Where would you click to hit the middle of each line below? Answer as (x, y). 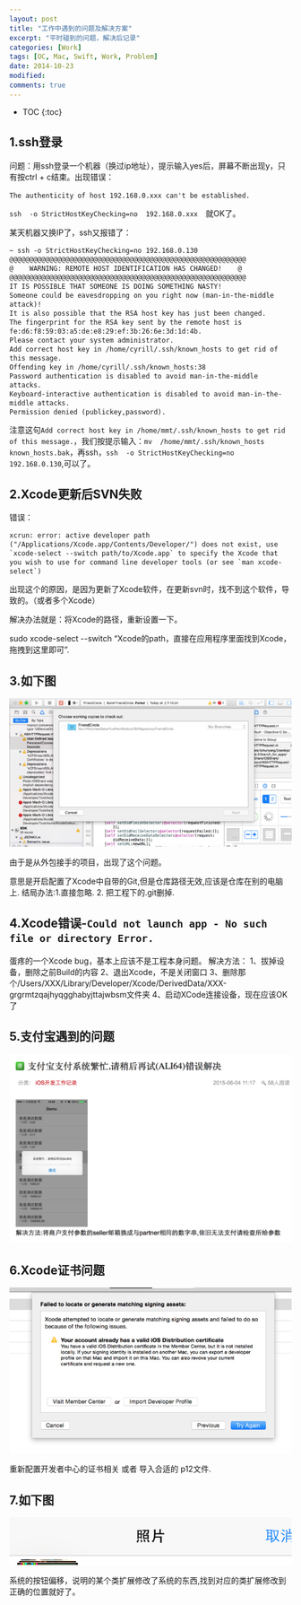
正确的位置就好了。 (45, 1592)
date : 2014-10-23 (42, 66)
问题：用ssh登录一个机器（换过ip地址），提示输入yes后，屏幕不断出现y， (144, 165)
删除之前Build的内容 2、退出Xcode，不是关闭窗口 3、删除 (132, 972)
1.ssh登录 (36, 142)
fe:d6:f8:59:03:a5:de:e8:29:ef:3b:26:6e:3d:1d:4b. (106, 331)
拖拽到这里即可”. (39, 650)
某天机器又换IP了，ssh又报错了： (70, 232)
